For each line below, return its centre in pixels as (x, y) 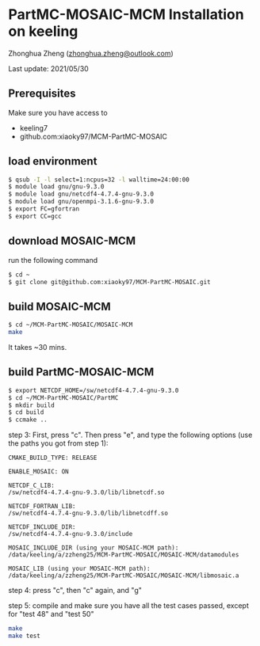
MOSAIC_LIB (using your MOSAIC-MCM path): (79, 569)
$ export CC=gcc (35, 216)
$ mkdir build (32, 405)
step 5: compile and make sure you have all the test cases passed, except (129, 606)
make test (25, 636)
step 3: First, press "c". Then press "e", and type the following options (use (130, 435)
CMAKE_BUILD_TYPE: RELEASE (53, 458)
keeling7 (34, 127)
